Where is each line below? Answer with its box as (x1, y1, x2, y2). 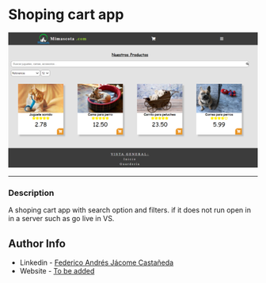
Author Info (8, 236, 66, 250)
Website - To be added (19, 266, 95, 276)
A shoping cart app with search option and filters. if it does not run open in (8, 205, 252, 215)
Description (8, 188, 55, 199)
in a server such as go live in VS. (8, 214, 115, 224)
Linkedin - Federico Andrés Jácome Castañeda (19, 258, 174, 267)
